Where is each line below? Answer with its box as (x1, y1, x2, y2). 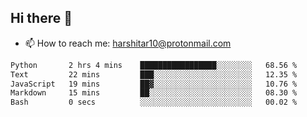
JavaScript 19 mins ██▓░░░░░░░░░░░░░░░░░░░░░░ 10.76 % (10, 79, 298, 89)
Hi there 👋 (10, 10, 73, 27)
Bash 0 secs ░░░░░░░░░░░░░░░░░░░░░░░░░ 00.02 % (10, 97, 298, 108)
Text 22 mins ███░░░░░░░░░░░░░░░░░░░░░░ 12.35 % (10, 69, 298, 80)
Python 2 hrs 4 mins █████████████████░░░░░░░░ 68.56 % (10, 60, 298, 70)
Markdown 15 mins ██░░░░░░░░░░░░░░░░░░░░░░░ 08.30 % (10, 88, 298, 98)
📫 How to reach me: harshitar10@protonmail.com (24, 37, 232, 49)
